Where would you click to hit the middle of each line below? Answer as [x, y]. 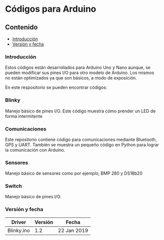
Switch [13, 186]
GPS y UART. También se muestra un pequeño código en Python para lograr [82, 145]
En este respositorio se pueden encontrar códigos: [56, 87]
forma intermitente [24, 116]
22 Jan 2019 [73, 230]
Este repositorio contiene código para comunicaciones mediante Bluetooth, [81, 139]
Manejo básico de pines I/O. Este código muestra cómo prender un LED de [80, 111]
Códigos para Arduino [51, 9]
